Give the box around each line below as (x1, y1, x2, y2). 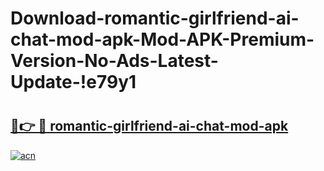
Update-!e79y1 (10, 71, 137, 94)
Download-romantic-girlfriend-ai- (10, 7, 300, 30)
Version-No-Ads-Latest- (10, 50, 219, 72)
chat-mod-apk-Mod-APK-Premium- (10, 28, 315, 51)
